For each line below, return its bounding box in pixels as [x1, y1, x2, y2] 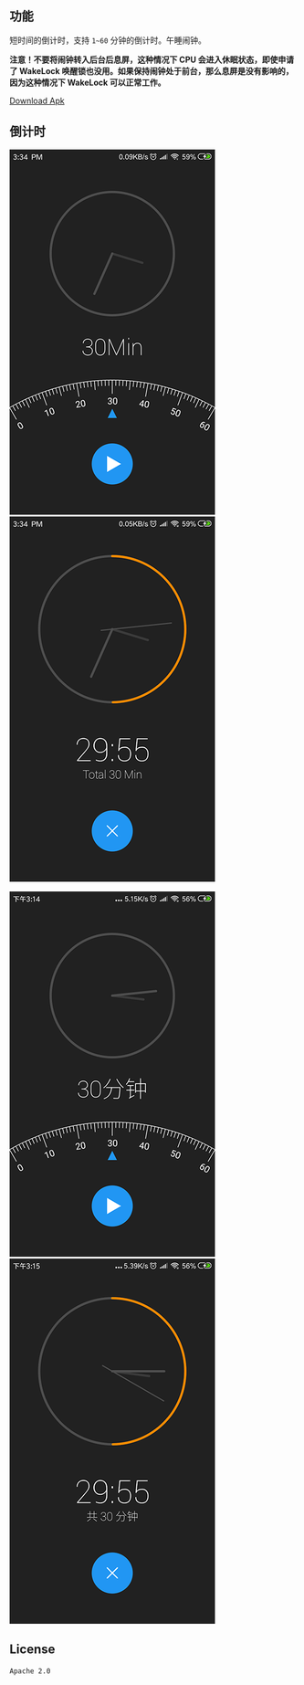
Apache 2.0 [9, 1667, 51, 1676]
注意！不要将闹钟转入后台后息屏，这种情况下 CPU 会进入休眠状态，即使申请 [9, 54, 295, 65]
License [9, 1642, 56, 1658]
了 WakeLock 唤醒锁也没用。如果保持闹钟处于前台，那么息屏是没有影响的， [9, 65, 294, 76]
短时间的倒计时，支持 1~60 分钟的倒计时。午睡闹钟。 [9, 35, 207, 46]
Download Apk [9, 95, 66, 106]
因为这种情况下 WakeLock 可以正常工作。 [9, 77, 166, 88]
